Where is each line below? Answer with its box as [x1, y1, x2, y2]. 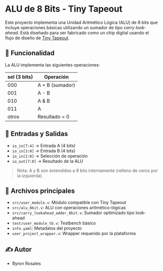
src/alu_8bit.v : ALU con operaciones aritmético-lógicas [12, 205, 126, 211]
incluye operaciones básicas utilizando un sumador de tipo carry [5, 24, 135, 30]
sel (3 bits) [7, 73, 33, 80]
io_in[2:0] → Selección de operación [12, 153, 88, 159]
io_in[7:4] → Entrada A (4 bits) [12, 142, 76, 149]
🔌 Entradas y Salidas [5, 130, 68, 138]
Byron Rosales [12, 261, 41, 267]
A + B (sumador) [37, 82, 75, 88]
